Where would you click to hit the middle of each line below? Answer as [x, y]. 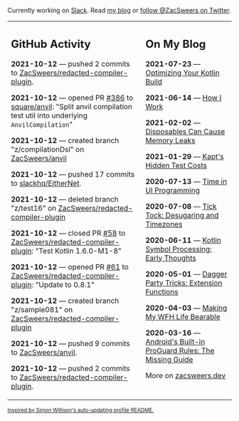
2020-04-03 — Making [186, 308]
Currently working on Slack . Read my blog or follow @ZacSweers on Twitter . [119, 10]
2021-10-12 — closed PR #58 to [68, 233]
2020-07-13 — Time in [186, 181]
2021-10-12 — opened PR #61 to [70, 266]
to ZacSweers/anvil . [44, 352]
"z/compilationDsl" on [48, 149]
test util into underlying [49, 115]
